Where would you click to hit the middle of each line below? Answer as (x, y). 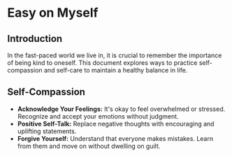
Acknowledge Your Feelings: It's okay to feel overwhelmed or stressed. (121, 109)
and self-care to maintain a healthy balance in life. (116, 70)
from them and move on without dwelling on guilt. (89, 146)
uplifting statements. (47, 131)
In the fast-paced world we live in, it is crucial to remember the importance (115, 55)
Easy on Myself (53, 13)
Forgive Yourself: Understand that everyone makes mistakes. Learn (115, 138)
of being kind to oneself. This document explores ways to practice (102, 63)
